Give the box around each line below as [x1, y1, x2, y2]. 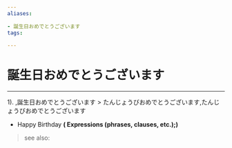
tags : [7, 29, 23, 36]
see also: [23, 134, 50, 142]
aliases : [7, 10, 32, 17]
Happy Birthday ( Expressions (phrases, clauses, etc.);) [17, 120, 178, 129]
